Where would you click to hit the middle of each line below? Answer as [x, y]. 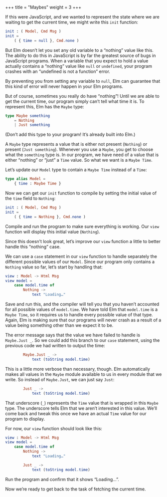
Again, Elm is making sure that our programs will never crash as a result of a [83, 320]
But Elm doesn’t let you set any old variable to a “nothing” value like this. [79, 50]
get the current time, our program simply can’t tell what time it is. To [75, 101]
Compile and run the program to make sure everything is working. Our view [82, 226]
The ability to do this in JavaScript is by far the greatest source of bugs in [81, 55]
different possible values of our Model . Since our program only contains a [80, 261]
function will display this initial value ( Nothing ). [53, 232]
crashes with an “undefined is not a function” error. [58, 71]
